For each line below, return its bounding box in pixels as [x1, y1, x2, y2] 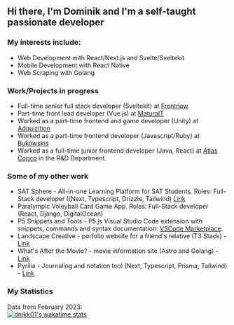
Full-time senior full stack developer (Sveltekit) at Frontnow [17, 102, 189, 110]
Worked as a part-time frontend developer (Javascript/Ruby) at [17, 131, 200, 139]
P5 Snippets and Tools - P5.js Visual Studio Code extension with [17, 217, 203, 226]
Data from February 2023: [7, 303, 83, 311]
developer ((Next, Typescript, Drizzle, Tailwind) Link [35, 195, 186, 203]
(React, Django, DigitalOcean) [17, 209, 104, 218]
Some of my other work [7, 171, 89, 181]
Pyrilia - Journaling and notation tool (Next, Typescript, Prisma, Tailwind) [17, 262, 228, 270]
